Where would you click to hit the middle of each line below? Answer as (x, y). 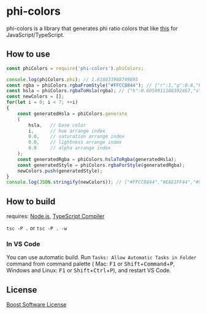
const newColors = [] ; (35, 96)
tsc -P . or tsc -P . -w (37, 228)
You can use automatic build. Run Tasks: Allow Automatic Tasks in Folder (101, 257)
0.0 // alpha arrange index (70, 148)
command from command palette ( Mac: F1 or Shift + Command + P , (91, 264)
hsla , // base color (57, 125)
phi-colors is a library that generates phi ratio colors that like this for (92, 28)
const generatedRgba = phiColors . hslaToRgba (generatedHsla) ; (97, 159)
